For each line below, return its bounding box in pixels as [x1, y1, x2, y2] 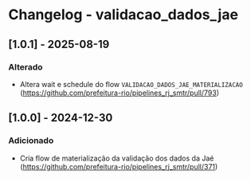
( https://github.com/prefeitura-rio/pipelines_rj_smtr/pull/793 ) [19, 88, 220, 97]
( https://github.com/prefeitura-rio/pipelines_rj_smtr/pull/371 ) [19, 161, 218, 171]
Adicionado [8, 135, 54, 146]
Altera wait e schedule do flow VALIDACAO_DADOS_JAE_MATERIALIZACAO [19, 79, 243, 89]
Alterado [8, 62, 43, 73]
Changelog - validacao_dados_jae [8, 6, 239, 24]
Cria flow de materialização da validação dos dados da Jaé [19, 153, 214, 163]
